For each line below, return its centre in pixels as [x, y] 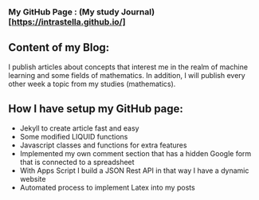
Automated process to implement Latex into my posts [107, 187]
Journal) [138, 12]
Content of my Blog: [59, 47]
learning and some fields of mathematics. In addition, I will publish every [127, 75]
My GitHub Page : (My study [64, 12]
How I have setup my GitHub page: [96, 109]
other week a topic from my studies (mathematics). [92, 84]
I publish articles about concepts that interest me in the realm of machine [128, 67]
